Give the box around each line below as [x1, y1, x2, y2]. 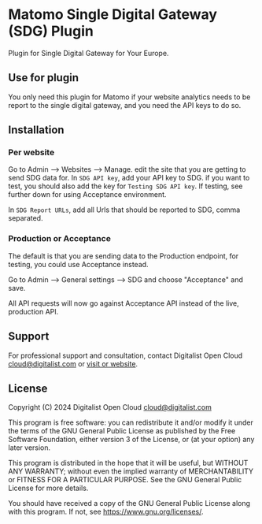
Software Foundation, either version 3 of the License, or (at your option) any [8, 435, 255, 444]
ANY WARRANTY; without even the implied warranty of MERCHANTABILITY [8, 466, 254, 476]
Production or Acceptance [8, 233, 112, 244]
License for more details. [8, 483, 89, 493]
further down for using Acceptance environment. [8, 190, 167, 199]
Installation [8, 124, 65, 137]
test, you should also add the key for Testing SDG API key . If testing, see [8, 181, 243, 191]
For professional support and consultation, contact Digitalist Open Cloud [8, 351, 243, 360]
